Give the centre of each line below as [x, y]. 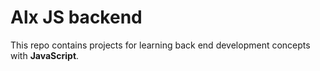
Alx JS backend [76, 17]
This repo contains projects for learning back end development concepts [160, 45]
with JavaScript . [45, 55]
